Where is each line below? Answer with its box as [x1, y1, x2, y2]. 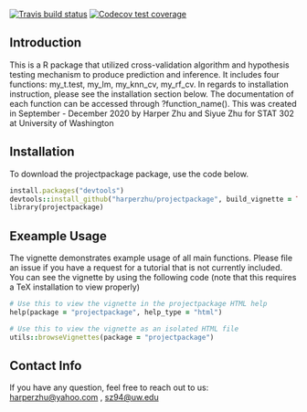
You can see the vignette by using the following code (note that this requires [9, 272, 297, 283]
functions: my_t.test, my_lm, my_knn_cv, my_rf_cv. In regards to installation [9, 79, 290, 90]
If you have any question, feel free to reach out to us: [9, 382, 209, 393]
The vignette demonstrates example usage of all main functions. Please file [9, 252, 293, 264]
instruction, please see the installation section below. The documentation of [9, 88, 294, 100]
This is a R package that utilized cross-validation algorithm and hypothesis [9, 59, 290, 70]
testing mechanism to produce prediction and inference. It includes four [9, 69, 281, 79]
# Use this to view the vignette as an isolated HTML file [9, 324, 239, 333]
